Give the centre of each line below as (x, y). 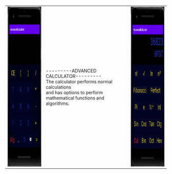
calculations (59, 87)
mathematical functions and (75, 98)
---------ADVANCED (71, 71)
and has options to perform (74, 92)
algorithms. (58, 103)
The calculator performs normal (79, 81)
